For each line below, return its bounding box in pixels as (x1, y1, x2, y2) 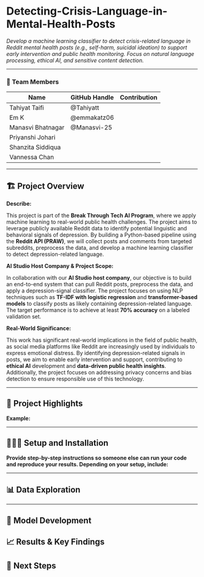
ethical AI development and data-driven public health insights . (6, 362, 166, 370)
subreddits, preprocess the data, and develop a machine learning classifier (6, 244, 194, 252)
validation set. (6, 313, 41, 320)
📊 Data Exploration (6, 485, 81, 495)
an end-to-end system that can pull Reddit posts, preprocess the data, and (6, 281, 193, 288)
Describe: (6, 200, 32, 207)
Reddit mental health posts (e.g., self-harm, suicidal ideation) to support (6, 44, 188, 51)
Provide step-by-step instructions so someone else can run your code (6, 454, 187, 461)
